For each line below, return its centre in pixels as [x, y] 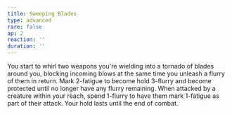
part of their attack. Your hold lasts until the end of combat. [93, 103]
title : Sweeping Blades [42, 14]
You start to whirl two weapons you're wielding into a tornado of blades [111, 66]
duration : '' [26, 46]
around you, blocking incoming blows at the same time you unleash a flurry [116, 73]
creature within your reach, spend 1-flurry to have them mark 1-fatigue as [114, 96]
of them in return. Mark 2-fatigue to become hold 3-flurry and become [110, 81]
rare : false [25, 27]
